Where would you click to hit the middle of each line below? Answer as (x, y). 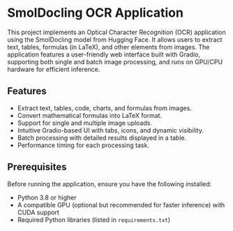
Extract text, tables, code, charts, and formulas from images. (104, 108)
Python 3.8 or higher (47, 198)
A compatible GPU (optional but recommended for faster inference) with (121, 204)
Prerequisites (37, 167)
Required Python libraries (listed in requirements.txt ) (94, 219)
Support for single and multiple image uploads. (84, 123)
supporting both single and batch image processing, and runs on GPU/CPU (115, 61)
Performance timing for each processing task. (83, 145)
